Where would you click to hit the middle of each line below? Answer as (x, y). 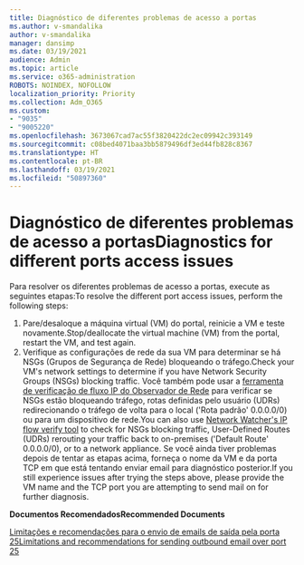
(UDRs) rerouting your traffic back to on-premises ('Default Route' (146, 439)
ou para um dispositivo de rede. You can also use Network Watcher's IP (155, 420)
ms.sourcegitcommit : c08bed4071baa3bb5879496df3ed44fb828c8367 (131, 144)
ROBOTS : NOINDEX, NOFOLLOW (60, 85)
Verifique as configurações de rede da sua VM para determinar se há (152, 352)
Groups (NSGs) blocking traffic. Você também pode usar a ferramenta (153, 381)
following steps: (39, 306)
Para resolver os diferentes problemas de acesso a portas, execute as (140, 287)
